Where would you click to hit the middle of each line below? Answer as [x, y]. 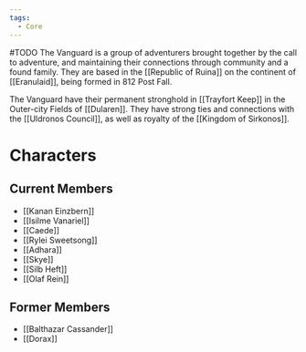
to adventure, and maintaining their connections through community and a [149, 62]
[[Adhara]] [42, 249]
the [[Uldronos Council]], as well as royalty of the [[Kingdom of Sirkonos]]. [149, 119]
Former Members [60, 307]
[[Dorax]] [40, 339]
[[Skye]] [38, 259]
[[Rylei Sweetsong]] [60, 240]
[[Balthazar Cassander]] [68, 329]
